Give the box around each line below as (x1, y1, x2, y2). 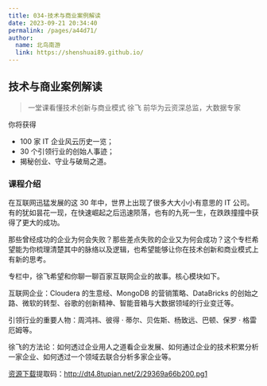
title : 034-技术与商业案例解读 (8, 11, 101, 20)
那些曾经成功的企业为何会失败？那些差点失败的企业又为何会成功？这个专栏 (8, 235, 252, 244)
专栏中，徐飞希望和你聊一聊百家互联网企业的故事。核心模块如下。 (8, 271, 224, 281)
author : (8, 33, 34, 42)
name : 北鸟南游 (15, 41, 61, 49)
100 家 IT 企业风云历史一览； (19, 136, 114, 146)
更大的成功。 (21, 218, 64, 228)
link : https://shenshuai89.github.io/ (15, 49, 145, 57)
